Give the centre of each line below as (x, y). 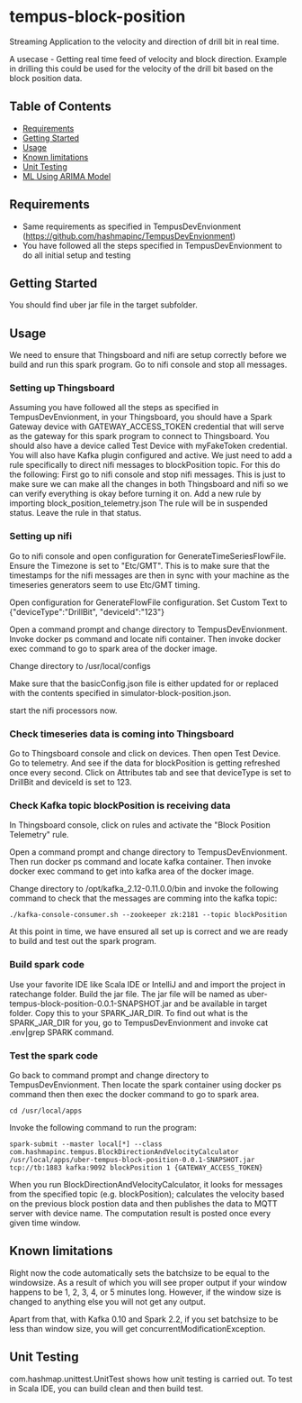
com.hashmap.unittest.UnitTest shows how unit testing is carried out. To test (151, 1379)
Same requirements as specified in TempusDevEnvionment (131, 226)
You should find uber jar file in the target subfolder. (103, 305)
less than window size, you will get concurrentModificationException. (138, 1328)
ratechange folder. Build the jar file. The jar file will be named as (127, 994)
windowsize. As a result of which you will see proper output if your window (148, 1282)
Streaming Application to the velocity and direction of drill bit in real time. (144, 41)
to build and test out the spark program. (83, 941)
